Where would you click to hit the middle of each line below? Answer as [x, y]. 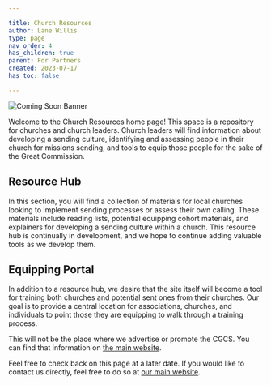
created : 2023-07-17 [43, 68]
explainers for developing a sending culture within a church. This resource [132, 227]
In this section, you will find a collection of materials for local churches [126, 201]
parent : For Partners [45, 61]
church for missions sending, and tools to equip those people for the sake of [135, 148]
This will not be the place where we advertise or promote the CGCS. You [129, 339]
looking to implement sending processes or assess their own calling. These [134, 210]
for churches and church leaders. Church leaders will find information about [135, 130]
